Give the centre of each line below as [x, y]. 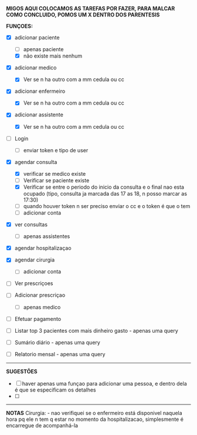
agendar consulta [36, 162]
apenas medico [42, 307]
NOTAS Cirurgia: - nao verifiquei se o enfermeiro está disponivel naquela [94, 413]
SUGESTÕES [22, 371]
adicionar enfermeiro [40, 91]
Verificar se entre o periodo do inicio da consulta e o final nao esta [104, 187]
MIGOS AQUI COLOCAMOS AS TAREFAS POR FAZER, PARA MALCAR [91, 9]
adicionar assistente [39, 115]
